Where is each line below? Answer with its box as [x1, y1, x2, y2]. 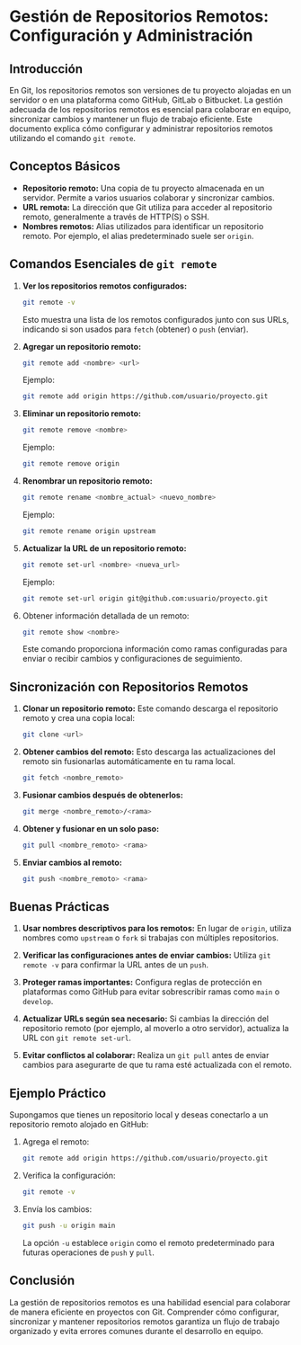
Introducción [9, 61, 84, 76]
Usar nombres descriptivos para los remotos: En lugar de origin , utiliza [22, 923, 292, 934]
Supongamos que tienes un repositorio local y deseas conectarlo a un [9, 1109, 269, 1120]
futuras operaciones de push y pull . [22, 1247, 155, 1258]
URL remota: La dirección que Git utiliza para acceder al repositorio [22, 201, 272, 212]
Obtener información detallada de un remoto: [22, 610, 190, 621]
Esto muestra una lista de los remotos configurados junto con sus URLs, [22, 314, 289, 325]
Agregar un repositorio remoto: [22, 341, 142, 352]
